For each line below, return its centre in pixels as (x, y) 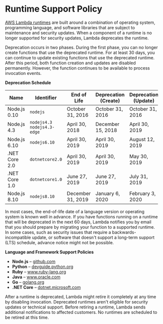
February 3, (143, 193)
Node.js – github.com (34, 261)
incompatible (18, 237)
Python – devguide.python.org (43, 267)
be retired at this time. (27, 317)
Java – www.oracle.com (36, 277)
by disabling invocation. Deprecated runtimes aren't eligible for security (76, 302)
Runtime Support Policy (54, 9)
